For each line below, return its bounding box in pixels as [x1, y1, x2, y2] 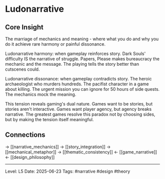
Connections [5, 131, 46, 139]
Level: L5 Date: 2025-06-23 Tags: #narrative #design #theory [5, 168, 130, 174]
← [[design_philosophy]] [5, 154, 55, 160]
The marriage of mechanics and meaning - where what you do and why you [5, 36, 159, 42]
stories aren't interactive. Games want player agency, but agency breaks [5, 106, 152, 112]
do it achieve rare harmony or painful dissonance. [5, 41, 106, 47]
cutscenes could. [5, 66, 40, 72]
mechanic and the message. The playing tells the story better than [5, 61, 139, 67]
